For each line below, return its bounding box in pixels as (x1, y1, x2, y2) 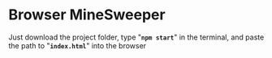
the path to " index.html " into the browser (8, 40, 147, 50)
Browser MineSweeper (8, 6, 166, 24)
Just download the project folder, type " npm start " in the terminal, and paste (8, 32, 265, 42)
